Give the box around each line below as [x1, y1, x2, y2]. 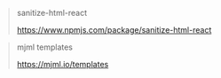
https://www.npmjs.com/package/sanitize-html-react [16, 25, 212, 35]
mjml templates [16, 42, 73, 52]
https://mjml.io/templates [16, 59, 109, 69]
